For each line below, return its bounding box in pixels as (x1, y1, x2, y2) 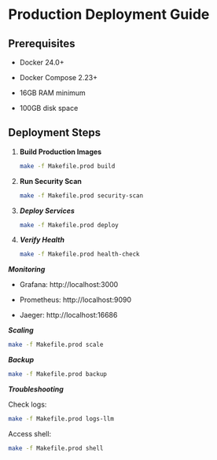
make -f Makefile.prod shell (8, 444, 104, 452)
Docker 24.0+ (19, 57, 64, 67)
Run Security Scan (19, 176, 83, 186)
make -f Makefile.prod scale (8, 340, 104, 349)
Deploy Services (19, 206, 75, 215)
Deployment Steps (8, 126, 101, 139)
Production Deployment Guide (8, 6, 210, 24)
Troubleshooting (8, 385, 64, 394)
